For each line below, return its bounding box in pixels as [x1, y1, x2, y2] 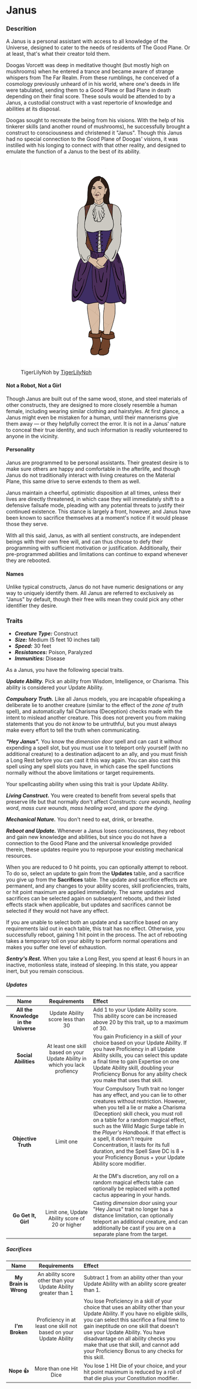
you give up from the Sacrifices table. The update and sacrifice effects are [6, 876, 188, 883]
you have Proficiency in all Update [93, 1046, 175, 1053]
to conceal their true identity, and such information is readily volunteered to [6, 426, 188, 433]
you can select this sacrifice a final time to [83, 1316, 185, 1323]
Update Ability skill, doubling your [93, 1065, 174, 1072]
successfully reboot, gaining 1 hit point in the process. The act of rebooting [6, 931, 188, 938]
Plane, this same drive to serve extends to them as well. [6, 477, 141, 485]
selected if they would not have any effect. [6, 908, 109, 915]
